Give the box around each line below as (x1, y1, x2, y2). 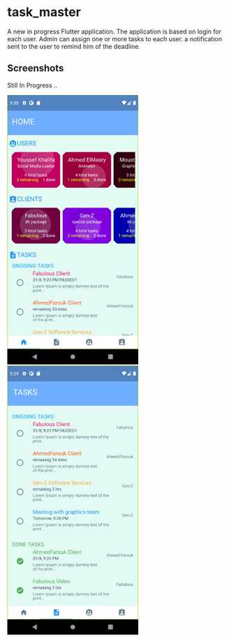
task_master (7, 4, 82, 20)
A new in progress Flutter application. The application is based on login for (7, 27, 222, 36)
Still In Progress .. (7, 81, 58, 89)
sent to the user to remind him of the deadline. (7, 42, 141, 50)
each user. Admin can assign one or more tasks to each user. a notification (7, 34, 222, 43)
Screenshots (7, 62, 64, 74)
